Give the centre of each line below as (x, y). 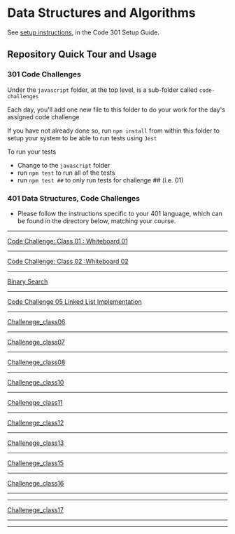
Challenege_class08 (36, 362)
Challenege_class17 (36, 509)
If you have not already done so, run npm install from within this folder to (114, 131)
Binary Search (28, 281)
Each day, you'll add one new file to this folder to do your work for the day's (116, 109)
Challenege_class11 (35, 402)
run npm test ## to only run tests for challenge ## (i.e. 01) (100, 180)
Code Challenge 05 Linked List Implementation (74, 301)
